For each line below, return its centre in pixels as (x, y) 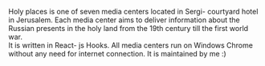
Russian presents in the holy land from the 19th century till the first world (128, 28)
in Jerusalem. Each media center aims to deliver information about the (124, 20)
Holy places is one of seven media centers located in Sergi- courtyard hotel (133, 12)
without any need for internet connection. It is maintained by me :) (117, 54)
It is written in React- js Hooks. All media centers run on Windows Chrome (130, 45)
